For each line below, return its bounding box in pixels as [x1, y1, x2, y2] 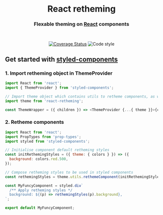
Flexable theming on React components [33, 21, 130, 28]
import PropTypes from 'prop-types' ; [5, 134, 81, 139]
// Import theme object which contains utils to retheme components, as [5, 94, 155, 99]
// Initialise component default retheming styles [5, 148, 110, 152]
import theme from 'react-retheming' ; [5, 99, 83, 103]
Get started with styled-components [5, 55, 118, 64]
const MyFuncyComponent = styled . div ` [5, 183, 83, 188]
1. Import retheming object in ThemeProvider [5, 69, 113, 76]
